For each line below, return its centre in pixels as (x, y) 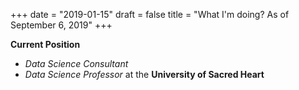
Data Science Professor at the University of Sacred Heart (144, 74)
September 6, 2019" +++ (61, 25)
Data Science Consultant (76, 63)
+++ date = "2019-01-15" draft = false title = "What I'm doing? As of (150, 14)
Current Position (45, 44)
